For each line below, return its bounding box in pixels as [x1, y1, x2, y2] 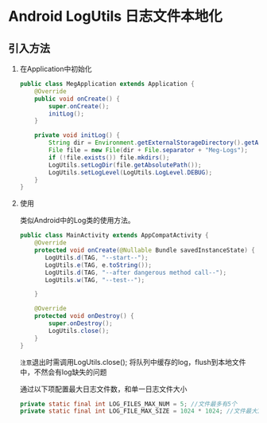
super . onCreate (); [48, 102, 110, 110]
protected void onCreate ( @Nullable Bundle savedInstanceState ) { [34, 246, 256, 254]
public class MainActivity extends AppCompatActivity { [19, 232, 209, 240]
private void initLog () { [34, 131, 121, 139]
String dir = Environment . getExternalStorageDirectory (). [48, 139, 245, 147]
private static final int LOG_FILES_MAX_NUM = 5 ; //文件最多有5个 [19, 400, 238, 408]
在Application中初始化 [19, 65, 93, 73]
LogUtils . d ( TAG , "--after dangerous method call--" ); [44, 268, 227, 276]
